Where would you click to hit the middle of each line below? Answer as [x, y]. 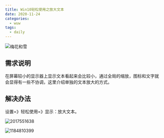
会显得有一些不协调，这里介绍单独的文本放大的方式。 [59, 82]
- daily [17, 32]
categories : [17, 18]
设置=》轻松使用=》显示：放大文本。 [42, 111]
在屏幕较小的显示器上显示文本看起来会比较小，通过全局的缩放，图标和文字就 [82, 76]
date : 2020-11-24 [23, 14]
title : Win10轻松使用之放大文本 [35, 9]
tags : [10, 28]
